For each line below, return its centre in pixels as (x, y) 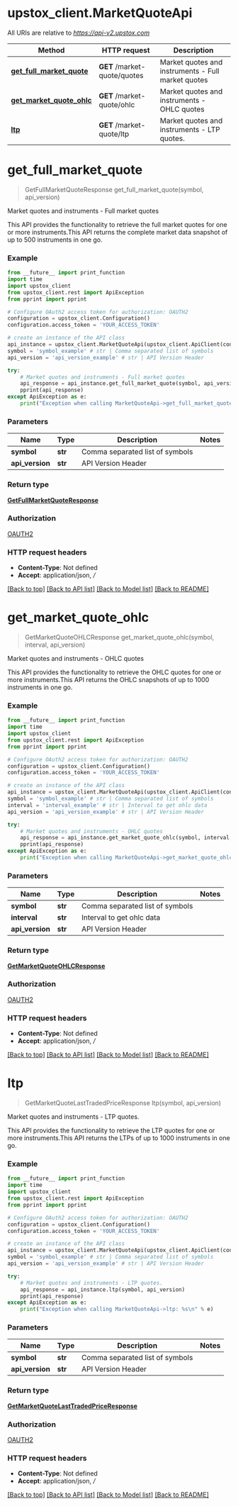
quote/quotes (121, 75)
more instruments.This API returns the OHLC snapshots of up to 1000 (108, 680)
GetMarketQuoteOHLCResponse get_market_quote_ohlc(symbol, (119, 637)
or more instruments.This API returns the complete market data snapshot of (118, 232)
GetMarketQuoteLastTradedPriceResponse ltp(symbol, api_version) (123, 1103)
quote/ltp (114, 134)
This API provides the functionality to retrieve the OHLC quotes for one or (114, 672)
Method (51, 50)
